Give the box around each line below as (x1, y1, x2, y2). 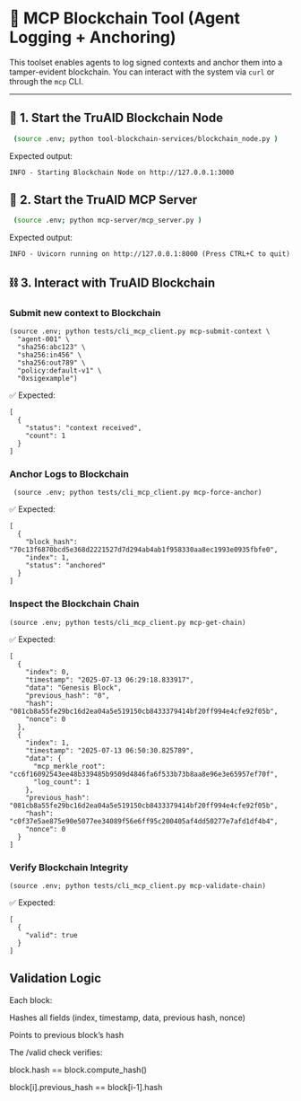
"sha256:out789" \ (17, 358, 87, 367)
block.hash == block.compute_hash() (9, 1064, 148, 1075)
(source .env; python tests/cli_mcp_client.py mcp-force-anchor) (13, 489, 262, 498)
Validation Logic (9, 971, 101, 986)
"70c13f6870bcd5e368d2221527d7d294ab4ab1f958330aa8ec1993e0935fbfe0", (9, 545, 279, 555)
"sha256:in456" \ (17, 350, 82, 359)
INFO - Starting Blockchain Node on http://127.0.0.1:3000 (9, 168, 235, 177)
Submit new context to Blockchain (9, 306, 161, 319)
